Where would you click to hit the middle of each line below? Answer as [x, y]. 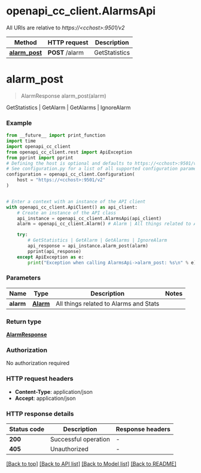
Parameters [23, 278]
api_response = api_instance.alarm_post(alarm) [88, 246]
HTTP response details [40, 414]
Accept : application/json [45, 398]
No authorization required [38, 363]
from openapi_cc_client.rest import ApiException [69, 152]
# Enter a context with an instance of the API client [76, 201]
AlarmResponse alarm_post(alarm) [63, 96]
